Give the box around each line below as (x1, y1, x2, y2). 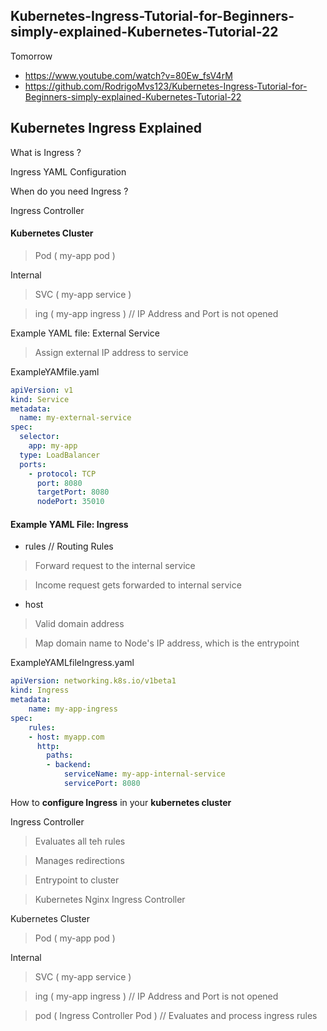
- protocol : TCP (28, 469, 97, 479)
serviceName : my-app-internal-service (63, 769, 226, 779)
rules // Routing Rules (24, 540, 114, 553)
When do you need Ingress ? (10, 185, 129, 197)
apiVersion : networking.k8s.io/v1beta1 (10, 676, 177, 686)
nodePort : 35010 (36, 497, 105, 507)
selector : (19, 432, 60, 442)
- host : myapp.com (28, 732, 105, 742)
